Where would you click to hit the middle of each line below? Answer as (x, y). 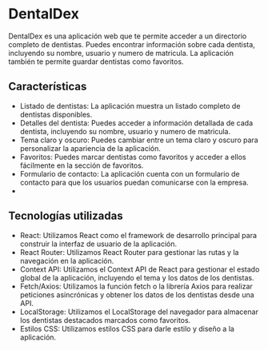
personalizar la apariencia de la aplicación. (90, 148)
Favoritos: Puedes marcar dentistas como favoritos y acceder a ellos (133, 157)
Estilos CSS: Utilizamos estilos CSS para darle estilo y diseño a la (127, 328)
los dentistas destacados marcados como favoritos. (105, 320)
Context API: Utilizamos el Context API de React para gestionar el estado (140, 269)
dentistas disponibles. (56, 114)
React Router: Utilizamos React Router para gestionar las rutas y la (129, 252)
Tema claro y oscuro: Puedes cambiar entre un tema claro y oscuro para (139, 140)
